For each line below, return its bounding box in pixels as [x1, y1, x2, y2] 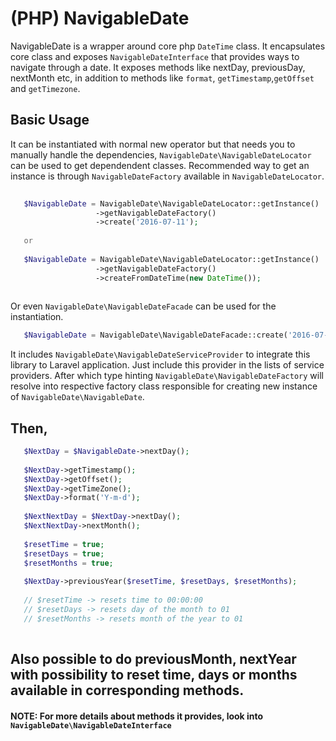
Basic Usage [10, 112, 90, 129]
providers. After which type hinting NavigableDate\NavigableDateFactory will [10, 370, 324, 382]
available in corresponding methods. [10, 682, 245, 699]
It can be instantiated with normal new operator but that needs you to [10, 138, 296, 150]
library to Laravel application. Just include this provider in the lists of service [10, 359, 325, 371]
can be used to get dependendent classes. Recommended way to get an [10, 159, 310, 171]
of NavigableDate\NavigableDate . [10, 391, 145, 403]
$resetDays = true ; [23, 548, 105, 559]
